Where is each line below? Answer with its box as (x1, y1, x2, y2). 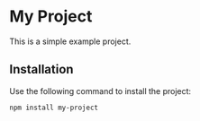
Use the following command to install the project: (9, 85, 192, 96)
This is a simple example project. (9, 36, 132, 47)
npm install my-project (9, 103, 99, 112)
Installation (9, 62, 74, 77)
